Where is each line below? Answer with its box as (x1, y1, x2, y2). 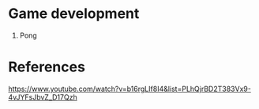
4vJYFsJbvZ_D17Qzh (8, 92, 77, 102)
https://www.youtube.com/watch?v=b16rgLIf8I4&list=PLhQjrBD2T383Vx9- (8, 84, 251, 93)
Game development (8, 5, 140, 23)
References (8, 58, 85, 76)
